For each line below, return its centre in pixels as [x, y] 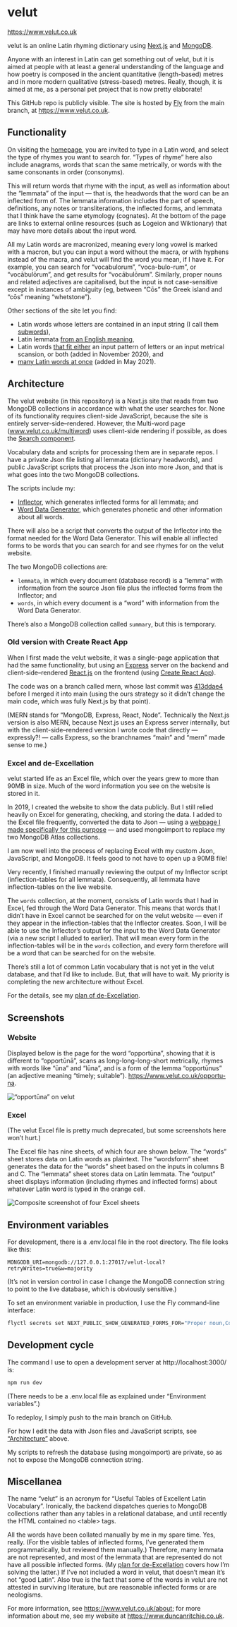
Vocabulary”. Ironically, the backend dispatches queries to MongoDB [107, 1506]
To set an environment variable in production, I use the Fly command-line [114, 1302]
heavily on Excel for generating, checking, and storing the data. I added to [115, 815]
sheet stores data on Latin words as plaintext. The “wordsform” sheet [108, 1159]
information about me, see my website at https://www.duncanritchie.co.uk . [116, 1616]
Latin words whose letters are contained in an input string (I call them [118, 324]
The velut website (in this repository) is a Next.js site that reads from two [113, 401]
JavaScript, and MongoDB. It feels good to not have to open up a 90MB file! [117, 859]
